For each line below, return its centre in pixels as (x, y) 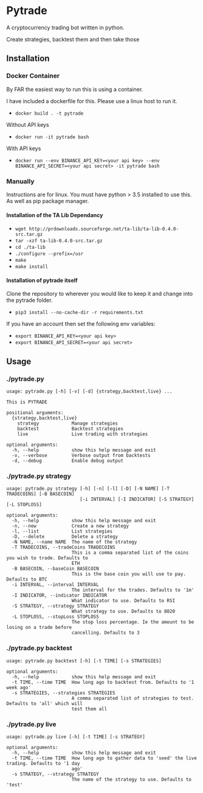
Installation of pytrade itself (42, 280)
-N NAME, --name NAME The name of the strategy (74, 542)
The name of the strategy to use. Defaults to (131, 779)
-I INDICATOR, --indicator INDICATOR (60, 595)
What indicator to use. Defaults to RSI (123, 601)
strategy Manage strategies (68, 424)
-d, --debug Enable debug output (67, 461)
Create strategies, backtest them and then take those (73, 39)
